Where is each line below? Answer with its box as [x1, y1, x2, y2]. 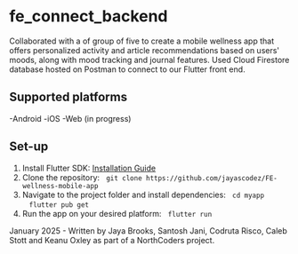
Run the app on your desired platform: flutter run [21, 208, 213, 218]
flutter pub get [28, 200, 89, 210]
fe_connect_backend [9, 6, 168, 27]
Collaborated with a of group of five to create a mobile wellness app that [9, 36, 274, 46]
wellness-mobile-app [21, 181, 99, 190]
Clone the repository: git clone [21, 171, 142, 183]
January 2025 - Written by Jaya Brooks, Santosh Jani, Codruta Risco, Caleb [9, 225, 287, 236]
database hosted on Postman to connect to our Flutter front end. [9, 64, 246, 75]
